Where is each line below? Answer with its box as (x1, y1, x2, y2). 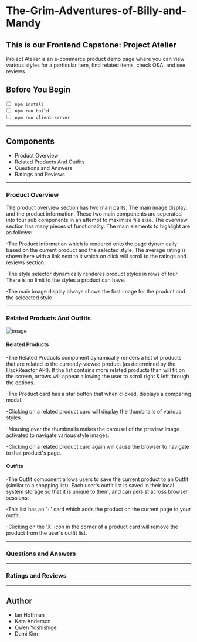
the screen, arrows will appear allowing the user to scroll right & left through (6, 373, 189, 380)
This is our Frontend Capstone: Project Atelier (6, 40, 177, 50)
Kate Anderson (14, 618, 51, 625)
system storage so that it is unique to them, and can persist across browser (6, 488, 188, 495)
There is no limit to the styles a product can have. (6, 276, 125, 284)
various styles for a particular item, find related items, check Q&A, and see (6, 62, 186, 69)
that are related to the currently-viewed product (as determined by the (6, 360, 176, 367)
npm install (14, 101, 44, 107)
